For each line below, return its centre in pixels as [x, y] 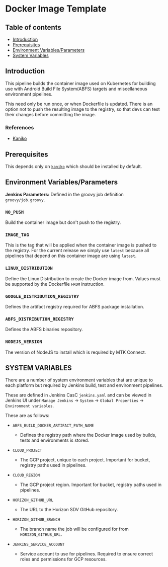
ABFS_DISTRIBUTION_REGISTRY [39, 319]
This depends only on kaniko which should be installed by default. [74, 166]
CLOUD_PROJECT [27, 451]
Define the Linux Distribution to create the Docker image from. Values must [83, 278]
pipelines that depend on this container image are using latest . [71, 256]
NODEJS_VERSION [24, 342]
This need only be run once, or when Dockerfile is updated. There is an [79, 104]
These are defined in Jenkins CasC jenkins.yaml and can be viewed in [78, 395]
